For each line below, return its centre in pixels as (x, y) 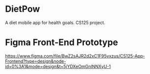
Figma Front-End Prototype (62, 42)
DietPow (23, 9)
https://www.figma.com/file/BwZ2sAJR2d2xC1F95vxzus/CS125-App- (75, 56)
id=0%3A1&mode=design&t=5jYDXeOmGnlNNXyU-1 (58, 66)
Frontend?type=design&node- (36, 61)
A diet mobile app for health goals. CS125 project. (55, 23)
